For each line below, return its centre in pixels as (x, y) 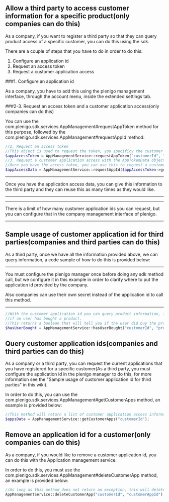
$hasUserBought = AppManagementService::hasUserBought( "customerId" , (80, 328)
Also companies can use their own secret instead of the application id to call (84, 294)
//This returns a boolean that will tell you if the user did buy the (81, 323)
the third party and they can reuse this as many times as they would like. (80, 189)
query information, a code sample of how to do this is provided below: (78, 260)
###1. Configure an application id (40, 81)
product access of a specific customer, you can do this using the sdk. (77, 41)
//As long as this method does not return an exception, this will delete (85, 489)
